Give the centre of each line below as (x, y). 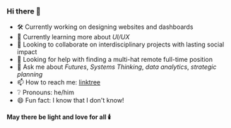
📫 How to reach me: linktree (59, 82)
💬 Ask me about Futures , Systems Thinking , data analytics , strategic (117, 67)
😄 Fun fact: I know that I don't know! (70, 101)
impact (27, 52)
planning (30, 75)
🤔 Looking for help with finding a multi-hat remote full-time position (115, 60)
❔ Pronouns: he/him (46, 92)
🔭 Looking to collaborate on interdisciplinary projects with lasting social (120, 44)
